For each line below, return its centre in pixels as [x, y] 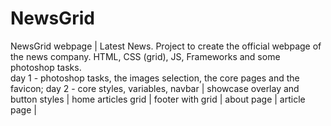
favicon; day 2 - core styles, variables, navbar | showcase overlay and [155, 88]
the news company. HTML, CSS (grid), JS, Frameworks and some [145, 56]
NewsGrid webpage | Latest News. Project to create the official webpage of [166, 46]
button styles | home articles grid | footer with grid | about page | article [158, 99]
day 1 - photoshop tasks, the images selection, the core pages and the [155, 78]
